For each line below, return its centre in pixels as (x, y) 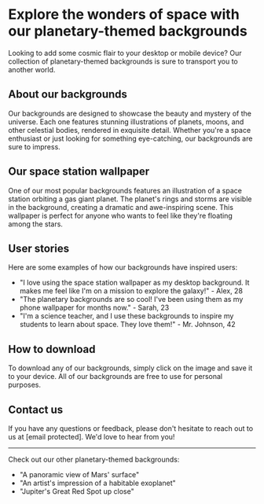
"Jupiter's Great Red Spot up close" (77, 491)
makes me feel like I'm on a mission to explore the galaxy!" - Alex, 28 (131, 291)
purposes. (25, 385)
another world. (32, 69)
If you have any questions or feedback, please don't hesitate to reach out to (131, 429)
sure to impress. (34, 146)
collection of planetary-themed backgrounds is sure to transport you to (123, 61)
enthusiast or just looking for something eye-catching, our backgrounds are (130, 138)
